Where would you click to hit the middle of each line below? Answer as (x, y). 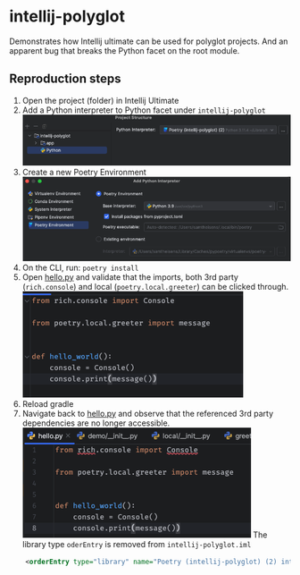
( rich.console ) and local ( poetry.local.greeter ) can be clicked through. (155, 286)
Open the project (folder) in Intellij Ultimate (100, 100)
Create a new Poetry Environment (84, 173)
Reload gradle (48, 403)
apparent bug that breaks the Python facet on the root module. (125, 50)
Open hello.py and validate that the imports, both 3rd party (130, 277)
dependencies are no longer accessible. (96, 423)
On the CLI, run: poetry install (80, 267)
